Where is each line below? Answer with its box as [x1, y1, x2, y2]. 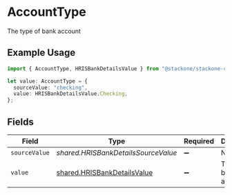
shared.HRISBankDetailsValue [56, 167, 153, 177]
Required [184, 136, 215, 145]
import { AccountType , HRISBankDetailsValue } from [7, 65, 159, 72]
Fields [7, 116, 35, 127]
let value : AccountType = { [7, 77, 88, 85]
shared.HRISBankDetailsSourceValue [56, 147, 177, 157]
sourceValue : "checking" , [13, 84, 88, 91]
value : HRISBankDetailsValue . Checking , [13, 90, 128, 97]
